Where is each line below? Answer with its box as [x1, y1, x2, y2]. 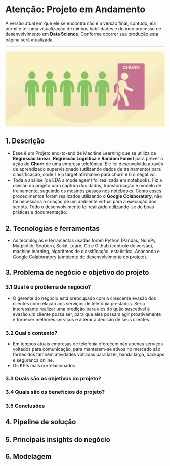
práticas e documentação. [12, 209, 67, 216]
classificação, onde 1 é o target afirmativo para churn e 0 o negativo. [12, 171, 156, 178]
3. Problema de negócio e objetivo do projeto [5, 268, 149, 277]
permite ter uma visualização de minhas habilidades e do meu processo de [5, 25, 162, 31]
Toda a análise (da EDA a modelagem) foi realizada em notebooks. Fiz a [12, 177, 162, 183]
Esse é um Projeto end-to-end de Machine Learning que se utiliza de [12, 150, 157, 156]
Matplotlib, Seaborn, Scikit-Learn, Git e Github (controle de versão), [12, 243, 154, 249]
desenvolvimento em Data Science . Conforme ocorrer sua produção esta [5, 31, 158, 37]
